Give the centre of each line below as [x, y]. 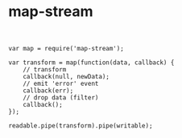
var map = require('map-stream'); [66, 48]
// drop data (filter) [61, 97]
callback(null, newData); [66, 76]
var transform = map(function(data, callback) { [91, 63]
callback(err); [48, 91]
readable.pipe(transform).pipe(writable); [81, 126]
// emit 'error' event [61, 83]
